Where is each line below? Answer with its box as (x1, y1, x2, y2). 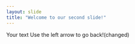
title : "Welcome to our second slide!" (6, 14, 107, 20)
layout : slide (6, 8, 42, 15)
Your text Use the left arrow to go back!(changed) (6, 31, 130, 38)
